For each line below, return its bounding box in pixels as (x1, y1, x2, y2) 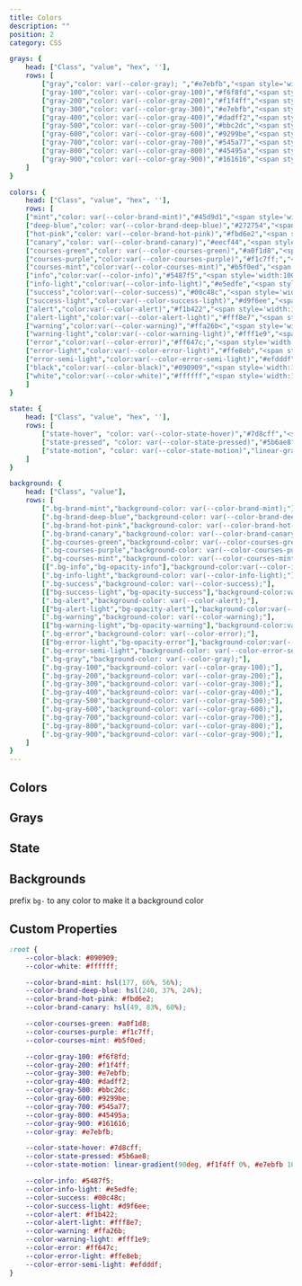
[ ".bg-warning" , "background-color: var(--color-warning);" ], (41, 613, 276, 622)
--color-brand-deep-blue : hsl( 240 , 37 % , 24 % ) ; (25, 986, 203, 996)
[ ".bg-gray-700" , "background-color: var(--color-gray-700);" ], (41, 713, 283, 722)
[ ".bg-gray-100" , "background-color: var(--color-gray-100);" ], (41, 662, 283, 672)
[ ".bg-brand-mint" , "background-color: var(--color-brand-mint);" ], (41, 504, 299, 513)
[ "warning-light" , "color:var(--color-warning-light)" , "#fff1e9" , (25, 330, 276, 339)
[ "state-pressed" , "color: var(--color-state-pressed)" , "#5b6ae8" (41, 438, 296, 447)
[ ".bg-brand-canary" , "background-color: (41, 529, 195, 538)
